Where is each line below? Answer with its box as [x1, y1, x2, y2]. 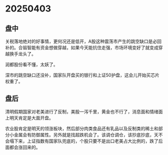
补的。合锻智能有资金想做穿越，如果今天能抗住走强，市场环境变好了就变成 [5, 44, 158, 50]
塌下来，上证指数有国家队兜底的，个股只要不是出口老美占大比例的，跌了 [9, 138, 158, 144]
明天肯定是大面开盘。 [9, 114, 53, 120]
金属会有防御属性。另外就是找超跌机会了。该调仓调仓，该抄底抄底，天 [13, 131, 158, 137]
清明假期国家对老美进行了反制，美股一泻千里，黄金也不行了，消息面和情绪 [5, 108, 158, 114]
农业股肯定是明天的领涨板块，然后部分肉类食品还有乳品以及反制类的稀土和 [5, 125, 158, 131]
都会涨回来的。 [9, 144, 40, 150]
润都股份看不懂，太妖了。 [5, 61, 58, 67]
